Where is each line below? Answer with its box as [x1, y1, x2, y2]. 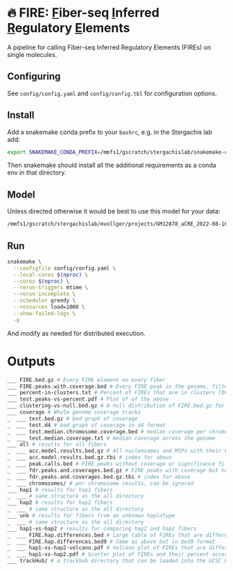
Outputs [7, 353, 55, 369]
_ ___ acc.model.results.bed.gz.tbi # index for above [7, 454, 172, 461]
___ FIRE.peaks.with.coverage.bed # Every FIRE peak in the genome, [7, 383, 209, 390]
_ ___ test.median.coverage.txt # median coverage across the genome [7, 435, 216, 442]
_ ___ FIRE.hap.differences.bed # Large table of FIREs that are [7, 531, 203, 538]
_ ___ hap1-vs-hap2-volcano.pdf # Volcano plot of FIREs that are [7, 545, 207, 552]
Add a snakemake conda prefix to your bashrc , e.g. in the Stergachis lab [7, 127, 213, 136]
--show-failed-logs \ [13, 309, 76, 317]
